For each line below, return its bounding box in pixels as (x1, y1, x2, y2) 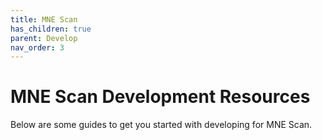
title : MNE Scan (10, 14, 78, 25)
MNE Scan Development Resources (10, 86, 311, 108)
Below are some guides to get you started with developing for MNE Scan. (10, 119, 313, 131)
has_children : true (10, 24, 92, 34)
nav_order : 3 (10, 42, 65, 53)
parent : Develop (10, 33, 78, 43)
